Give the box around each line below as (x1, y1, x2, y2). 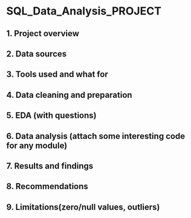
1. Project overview (6, 28, 80, 39)
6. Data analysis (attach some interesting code (6, 131, 186, 141)
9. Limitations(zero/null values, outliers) (6, 202, 160, 212)
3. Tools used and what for (6, 69, 109, 80)
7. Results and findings (6, 161, 94, 171)
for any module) (6, 140, 68, 150)
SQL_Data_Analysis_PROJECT (6, 4, 162, 18)
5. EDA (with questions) (6, 111, 97, 121)
